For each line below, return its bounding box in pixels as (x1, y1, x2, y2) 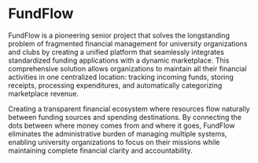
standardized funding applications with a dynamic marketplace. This (8, 56, 230, 65)
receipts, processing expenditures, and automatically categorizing (8, 80, 223, 90)
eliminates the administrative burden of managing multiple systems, (8, 129, 227, 138)
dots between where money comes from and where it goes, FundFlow (8, 121, 235, 130)
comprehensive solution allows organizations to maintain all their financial (8, 63, 247, 73)
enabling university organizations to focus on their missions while (8, 137, 220, 147)
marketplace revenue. (8, 89, 79, 98)
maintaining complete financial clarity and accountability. (8, 146, 193, 155)
